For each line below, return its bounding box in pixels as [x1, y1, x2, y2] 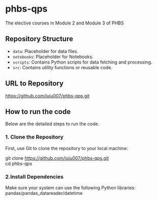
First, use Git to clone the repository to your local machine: [5, 145, 128, 151]
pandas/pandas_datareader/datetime [5, 190, 83, 196]
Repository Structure [5, 35, 74, 43]
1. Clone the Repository [5, 133, 64, 140]
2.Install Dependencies [5, 173, 64, 180]
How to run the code [5, 107, 71, 116]
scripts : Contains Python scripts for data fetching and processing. [12, 59, 152, 65]
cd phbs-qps [5, 160, 33, 166]
